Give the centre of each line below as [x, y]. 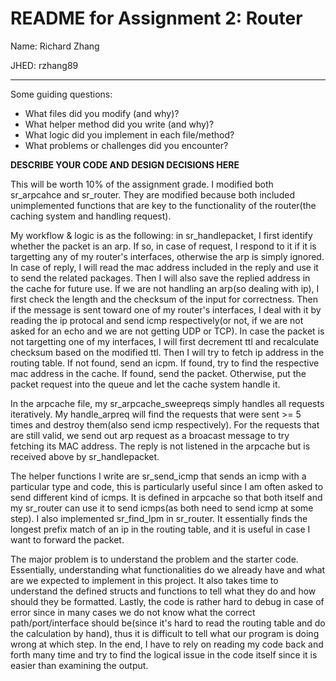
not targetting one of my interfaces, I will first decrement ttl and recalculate [165, 341]
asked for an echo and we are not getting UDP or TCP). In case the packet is [167, 331]
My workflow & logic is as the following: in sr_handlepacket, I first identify [161, 235]
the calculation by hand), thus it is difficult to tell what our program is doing [165, 633]
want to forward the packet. [67, 539]
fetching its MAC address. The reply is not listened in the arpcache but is [160, 446]
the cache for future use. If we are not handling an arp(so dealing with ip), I [165, 288]
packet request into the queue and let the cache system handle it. [145, 384]
